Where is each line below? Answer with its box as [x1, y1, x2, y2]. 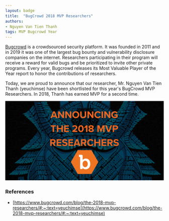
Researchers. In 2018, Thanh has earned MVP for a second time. [5, 91, 139, 97]
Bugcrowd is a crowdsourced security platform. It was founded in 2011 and [5, 44, 160, 50]
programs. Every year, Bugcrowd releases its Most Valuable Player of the [5, 65, 156, 71]
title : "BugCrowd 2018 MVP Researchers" [5, 13, 94, 19]
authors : [5, 19, 24, 24]
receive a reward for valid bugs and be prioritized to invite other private [5, 60, 153, 66]
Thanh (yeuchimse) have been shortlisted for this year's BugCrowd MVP [5, 86, 155, 92]
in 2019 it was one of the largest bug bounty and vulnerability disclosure [5, 49, 155, 55]
